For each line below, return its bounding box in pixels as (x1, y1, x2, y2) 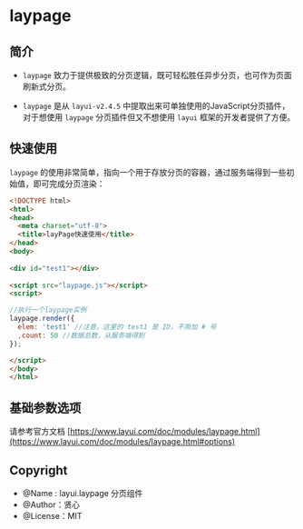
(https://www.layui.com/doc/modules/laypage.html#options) (9, 436, 236, 447)
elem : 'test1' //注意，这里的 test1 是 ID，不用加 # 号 (17, 323, 217, 332)
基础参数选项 (9, 400, 82, 415)
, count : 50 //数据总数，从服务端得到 (17, 331, 145, 340)
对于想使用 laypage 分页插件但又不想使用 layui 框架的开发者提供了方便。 (22, 112, 296, 123)
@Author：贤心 (22, 499, 80, 510)
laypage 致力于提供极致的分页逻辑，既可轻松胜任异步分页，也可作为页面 (22, 70, 292, 80)
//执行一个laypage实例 (9, 305, 87, 314)
